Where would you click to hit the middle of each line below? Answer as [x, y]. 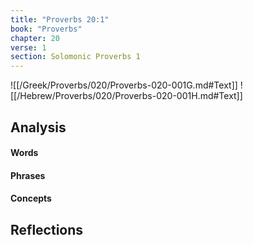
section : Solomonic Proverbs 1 [75, 57]
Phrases [28, 175]
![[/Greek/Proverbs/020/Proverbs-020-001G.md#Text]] [124, 85]
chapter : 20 [35, 38]
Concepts [31, 198]
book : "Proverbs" [46, 29]
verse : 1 [28, 47]
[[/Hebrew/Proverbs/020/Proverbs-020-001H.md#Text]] [126, 96]
